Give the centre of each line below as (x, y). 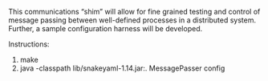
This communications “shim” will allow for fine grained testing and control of (134, 12)
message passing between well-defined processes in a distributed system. (132, 20)
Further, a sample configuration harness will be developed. (106, 28)
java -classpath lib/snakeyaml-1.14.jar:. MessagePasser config (122, 68)
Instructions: (29, 44)
